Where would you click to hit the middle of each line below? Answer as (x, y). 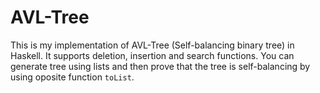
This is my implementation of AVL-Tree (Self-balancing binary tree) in (152, 45)
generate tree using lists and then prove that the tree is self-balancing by (160, 66)
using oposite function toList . (72, 77)
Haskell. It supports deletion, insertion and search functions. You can (152, 55)
